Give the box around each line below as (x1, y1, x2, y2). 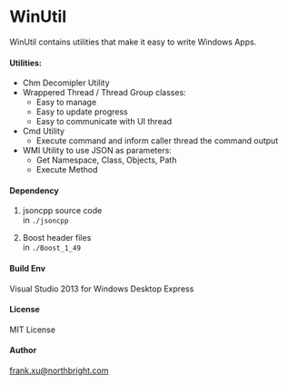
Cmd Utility (22, 125, 65, 137)
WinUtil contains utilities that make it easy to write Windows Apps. (9, 36, 257, 47)
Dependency (9, 184, 59, 196)
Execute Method (35, 164, 98, 175)
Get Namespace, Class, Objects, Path (35, 154, 177, 165)
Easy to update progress (35, 106, 129, 117)
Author (9, 345, 37, 356)
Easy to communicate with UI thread (35, 116, 173, 127)
